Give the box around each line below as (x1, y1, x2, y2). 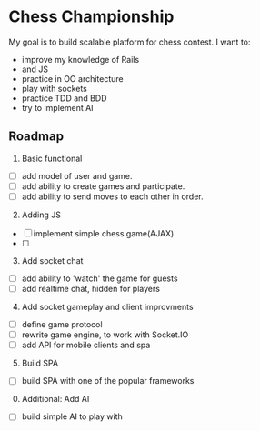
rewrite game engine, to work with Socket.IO (21, 329, 189, 340)
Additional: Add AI (21, 394, 90, 405)
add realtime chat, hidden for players (21, 284, 161, 294)
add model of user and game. (21, 170, 133, 181)
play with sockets (21, 83, 88, 94)
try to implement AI (21, 102, 94, 113)
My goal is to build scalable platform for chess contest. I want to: (8, 36, 251, 47)
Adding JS (21, 209, 61, 220)
